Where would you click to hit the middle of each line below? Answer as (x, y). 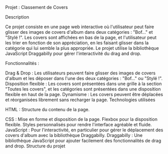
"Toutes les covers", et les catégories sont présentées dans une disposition (83, 89)
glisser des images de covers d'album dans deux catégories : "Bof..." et (79, 32)
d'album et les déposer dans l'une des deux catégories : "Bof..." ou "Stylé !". (84, 78)
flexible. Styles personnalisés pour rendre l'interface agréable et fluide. (78, 125)
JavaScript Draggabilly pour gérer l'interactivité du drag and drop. (73, 53)
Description (17, 17)
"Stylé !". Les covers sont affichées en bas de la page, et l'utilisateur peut (81, 37)
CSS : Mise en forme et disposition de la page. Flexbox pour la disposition (81, 119)
